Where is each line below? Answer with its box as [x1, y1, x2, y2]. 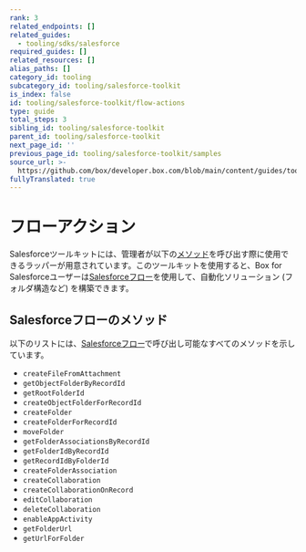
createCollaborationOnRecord [22, 485, 134, 495]
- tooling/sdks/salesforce [17, 38, 120, 48]
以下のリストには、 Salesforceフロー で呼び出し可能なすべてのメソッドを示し [9, 338, 296, 349]
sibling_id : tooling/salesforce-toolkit [9, 124, 166, 133]
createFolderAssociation [22, 466, 117, 475]
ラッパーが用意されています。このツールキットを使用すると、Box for [25, 260, 282, 271]
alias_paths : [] [9, 65, 71, 74]
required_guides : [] [9, 47, 88, 57]
